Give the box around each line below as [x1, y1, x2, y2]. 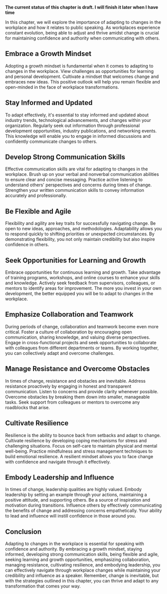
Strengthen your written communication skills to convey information [5, 187, 145, 193]
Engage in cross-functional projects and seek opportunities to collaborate [5, 339, 157, 345]
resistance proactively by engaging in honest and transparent [5, 383, 132, 389]
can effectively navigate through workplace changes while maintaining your [5, 567, 161, 574]
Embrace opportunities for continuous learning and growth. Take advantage [5, 269, 161, 275]
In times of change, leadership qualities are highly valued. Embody [5, 487, 142, 493]
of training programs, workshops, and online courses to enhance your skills [5, 275, 161, 281]
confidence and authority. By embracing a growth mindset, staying [5, 546, 142, 552]
